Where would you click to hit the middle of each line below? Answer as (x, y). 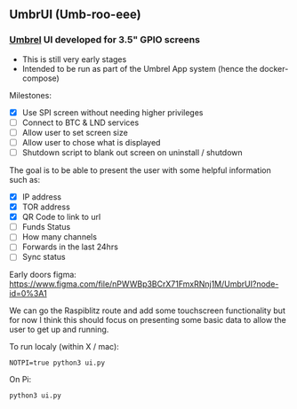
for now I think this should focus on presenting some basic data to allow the (148, 320)
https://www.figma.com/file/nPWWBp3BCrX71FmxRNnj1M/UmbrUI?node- (144, 284)
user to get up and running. (59, 330)
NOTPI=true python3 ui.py (57, 363)
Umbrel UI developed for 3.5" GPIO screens (104, 40)
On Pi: (20, 380)
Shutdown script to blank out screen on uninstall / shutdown (132, 152)
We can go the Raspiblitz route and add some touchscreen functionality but (148, 311)
